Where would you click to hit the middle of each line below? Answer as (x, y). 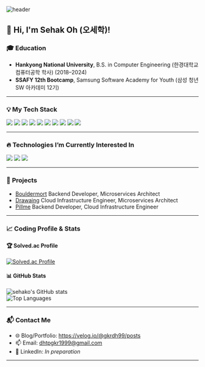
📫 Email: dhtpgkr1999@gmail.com (59, 343)
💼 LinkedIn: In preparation (48, 352)
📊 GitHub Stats (26, 276)
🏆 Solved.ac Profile (32, 246)
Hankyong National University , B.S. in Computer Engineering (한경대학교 (107, 65)
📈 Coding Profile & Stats (43, 229)
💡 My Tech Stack (32, 109)
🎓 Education (26, 48)
